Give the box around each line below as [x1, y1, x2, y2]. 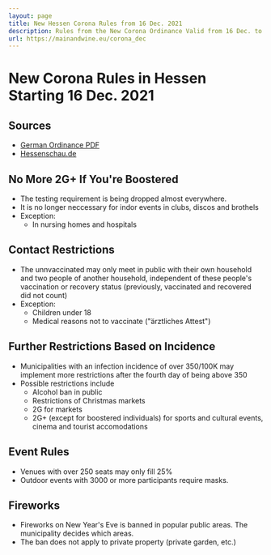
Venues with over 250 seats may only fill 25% [19, 467, 173, 476]
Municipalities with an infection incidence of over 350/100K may [19, 361, 235, 371]
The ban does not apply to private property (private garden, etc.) [19, 537, 237, 547]
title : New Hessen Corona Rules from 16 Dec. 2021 [8, 19, 183, 28]
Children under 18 [32, 307, 91, 317]
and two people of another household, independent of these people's [19, 273, 252, 283]
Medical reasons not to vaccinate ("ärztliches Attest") [32, 316, 211, 326]
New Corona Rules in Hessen [8, 70, 207, 88]
